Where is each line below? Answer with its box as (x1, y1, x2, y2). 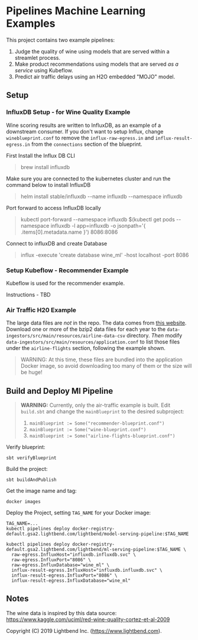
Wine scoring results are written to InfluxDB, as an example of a (6, 122, 161, 129)
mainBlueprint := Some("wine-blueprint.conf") (29, 427, 147, 433)
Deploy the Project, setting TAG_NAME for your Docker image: (6, 509, 151, 517)
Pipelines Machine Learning (6, 4, 146, 18)
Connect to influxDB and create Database (6, 240, 108, 247)
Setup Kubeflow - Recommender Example (6, 266, 129, 274)
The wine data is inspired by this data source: (6, 609, 117, 616)
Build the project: (6, 466, 48, 473)
